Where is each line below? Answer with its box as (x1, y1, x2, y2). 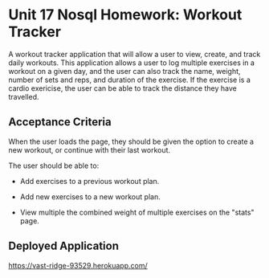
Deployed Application (8, 239, 119, 253)
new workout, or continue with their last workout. (8, 145, 171, 154)
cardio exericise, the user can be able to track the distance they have (8, 83, 237, 93)
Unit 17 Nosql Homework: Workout (8, 6, 243, 24)
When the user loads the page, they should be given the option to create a (8, 137, 255, 146)
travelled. (8, 92, 39, 101)
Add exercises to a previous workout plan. (19, 176, 160, 186)
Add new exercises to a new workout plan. (19, 191, 161, 202)
